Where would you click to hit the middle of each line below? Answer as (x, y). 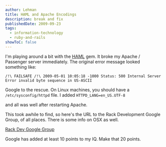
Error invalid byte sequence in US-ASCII (49, 80)
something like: (21, 67)
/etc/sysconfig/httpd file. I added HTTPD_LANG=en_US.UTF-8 (65, 95)
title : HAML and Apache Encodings (41, 14)
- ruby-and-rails (28, 38)
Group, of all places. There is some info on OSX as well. (62, 120)
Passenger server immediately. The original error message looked (73, 62)
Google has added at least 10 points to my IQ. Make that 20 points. (73, 139)
